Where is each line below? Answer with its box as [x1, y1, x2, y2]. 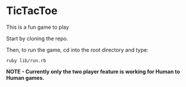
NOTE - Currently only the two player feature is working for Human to [6, 68, 180, 75]
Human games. [6, 74, 44, 81]
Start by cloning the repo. [6, 35, 69, 42]
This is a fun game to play [6, 24, 69, 31]
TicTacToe [6, 4, 58, 18]
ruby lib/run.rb [6, 58, 46, 63]
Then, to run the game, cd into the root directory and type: [6, 46, 149, 53]
